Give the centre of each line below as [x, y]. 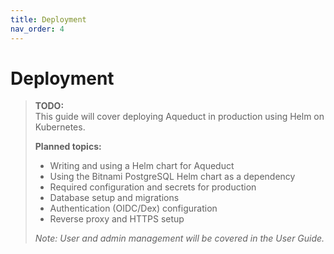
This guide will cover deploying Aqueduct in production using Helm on [179, 117]
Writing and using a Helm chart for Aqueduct [142, 166]
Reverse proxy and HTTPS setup [117, 219]
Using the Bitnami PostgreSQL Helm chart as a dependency [172, 177]
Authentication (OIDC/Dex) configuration [133, 208]
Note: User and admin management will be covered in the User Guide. [179, 238]
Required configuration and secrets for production [153, 187]
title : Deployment [48, 19]
